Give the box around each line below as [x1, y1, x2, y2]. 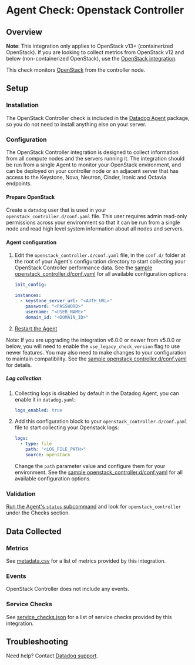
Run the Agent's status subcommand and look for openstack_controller [6, 503, 181, 510]
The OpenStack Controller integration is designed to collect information [6, 148, 179, 156]
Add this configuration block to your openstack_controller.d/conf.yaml [14, 418, 188, 425]
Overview [6, 27, 43, 37]
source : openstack [25, 452, 70, 458]
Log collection [6, 375, 42, 382]
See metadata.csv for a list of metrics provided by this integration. [6, 557, 166, 564]
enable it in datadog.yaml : [14, 396, 76, 403]
